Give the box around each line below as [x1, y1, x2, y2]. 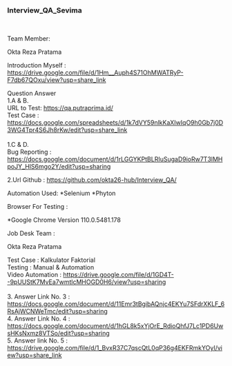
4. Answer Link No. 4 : [7, 314, 70, 323]
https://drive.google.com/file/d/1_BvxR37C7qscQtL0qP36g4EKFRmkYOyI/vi [7, 344, 223, 352]
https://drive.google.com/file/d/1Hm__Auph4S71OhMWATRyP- [7, 68, 184, 77]
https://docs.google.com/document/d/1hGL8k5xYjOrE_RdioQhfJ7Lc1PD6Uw [7, 322, 224, 330]
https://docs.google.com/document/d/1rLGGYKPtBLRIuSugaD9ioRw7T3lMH [7, 155, 223, 163]
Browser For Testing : [7, 203, 68, 211]
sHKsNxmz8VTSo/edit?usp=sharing [7, 329, 110, 338]
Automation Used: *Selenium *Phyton [7, 189, 116, 198]
